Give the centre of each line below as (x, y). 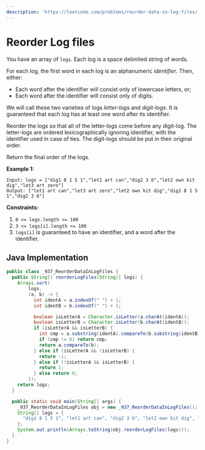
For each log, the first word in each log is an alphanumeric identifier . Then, (100, 71)
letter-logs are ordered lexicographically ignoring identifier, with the (91, 132)
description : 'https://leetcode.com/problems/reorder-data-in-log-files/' (103, 12)
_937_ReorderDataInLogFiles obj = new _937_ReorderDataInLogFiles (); (108, 407)
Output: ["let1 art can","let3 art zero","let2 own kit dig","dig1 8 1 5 (102, 191)
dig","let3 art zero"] (35, 185)
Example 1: (20, 169)
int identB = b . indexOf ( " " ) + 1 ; (77, 305)
